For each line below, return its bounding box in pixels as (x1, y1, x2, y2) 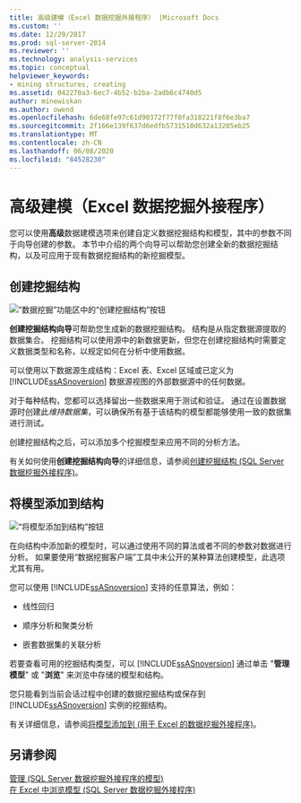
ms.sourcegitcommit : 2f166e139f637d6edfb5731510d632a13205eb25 (9, 122, 251, 131)
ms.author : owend (9, 105, 74, 114)
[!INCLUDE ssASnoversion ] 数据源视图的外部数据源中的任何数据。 (9, 376, 251, 387)
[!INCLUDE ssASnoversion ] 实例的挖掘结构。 (9, 700, 172, 711)
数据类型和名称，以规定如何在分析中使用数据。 (16, 346, 190, 357)
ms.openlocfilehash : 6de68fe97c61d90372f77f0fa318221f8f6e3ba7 (9, 113, 251, 122)
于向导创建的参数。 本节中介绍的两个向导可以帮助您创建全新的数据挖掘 (9, 239, 271, 249)
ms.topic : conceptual (9, 64, 90, 73)
